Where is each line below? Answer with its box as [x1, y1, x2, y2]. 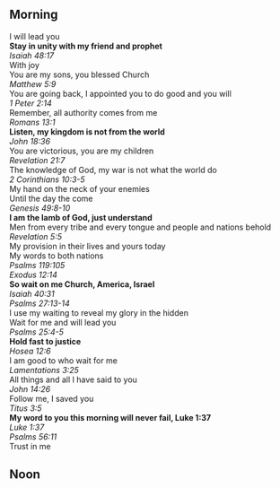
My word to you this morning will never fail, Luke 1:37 [9, 412, 212, 423]
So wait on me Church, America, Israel [9, 278, 155, 290]
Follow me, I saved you [9, 393, 94, 404]
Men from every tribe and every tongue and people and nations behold [9, 222, 272, 232]
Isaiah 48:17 [9, 49, 55, 61]
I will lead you [9, 30, 60, 41]
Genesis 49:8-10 [9, 202, 71, 213]
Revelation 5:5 [9, 231, 63, 241]
